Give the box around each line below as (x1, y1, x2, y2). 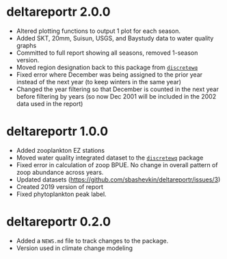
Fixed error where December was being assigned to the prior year (16, 70, 203, 79)
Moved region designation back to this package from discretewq (16, 63, 198, 71)
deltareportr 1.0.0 (6, 124, 109, 139)
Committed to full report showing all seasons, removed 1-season (16, 49, 198, 57)
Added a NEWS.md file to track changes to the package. (16, 236, 169, 245)
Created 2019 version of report (16, 182, 104, 190)
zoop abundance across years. (16, 168, 104, 176)
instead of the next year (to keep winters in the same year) (16, 77, 182, 86)
